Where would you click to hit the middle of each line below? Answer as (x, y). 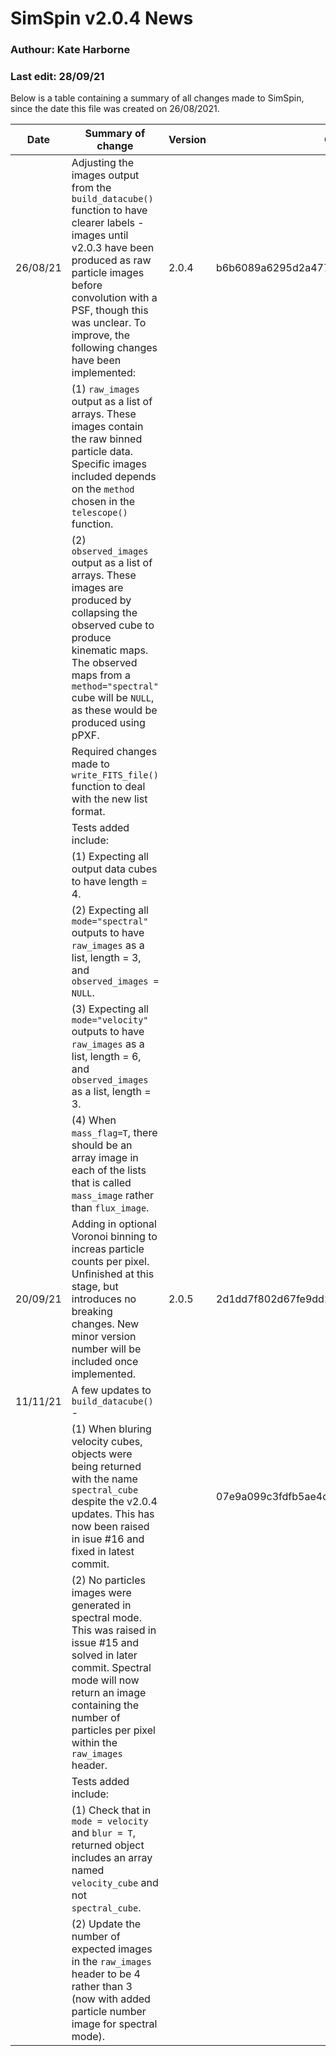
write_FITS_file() (115, 775)
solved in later (104, 1655)
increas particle (108, 1249)
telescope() (99, 513)
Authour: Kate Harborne (70, 50)
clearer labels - (108, 223)
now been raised (110, 1527)
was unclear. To (109, 323)
